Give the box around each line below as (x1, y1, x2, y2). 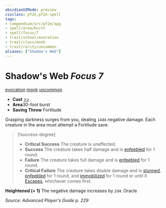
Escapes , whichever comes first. (24, 178, 92, 184)
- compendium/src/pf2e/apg (5, 21, 61, 26)
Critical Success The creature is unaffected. (24, 141, 116, 147)
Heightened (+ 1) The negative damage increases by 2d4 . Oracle (5, 188, 138, 194)
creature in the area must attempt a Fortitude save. (5, 122, 109, 128)
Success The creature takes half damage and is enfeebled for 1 (24, 146, 155, 152)
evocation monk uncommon (5, 87, 63, 93)
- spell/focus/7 (5, 30, 39, 35)
